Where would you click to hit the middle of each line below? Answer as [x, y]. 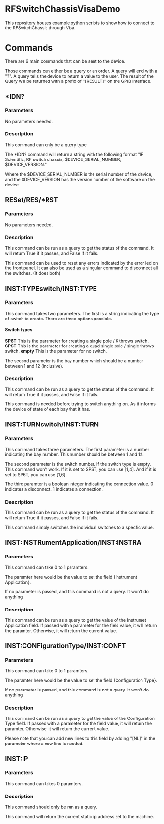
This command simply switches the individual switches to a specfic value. [80, 527]
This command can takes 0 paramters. [44, 783]
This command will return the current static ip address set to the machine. [80, 816]
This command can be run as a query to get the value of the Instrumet [76, 620]
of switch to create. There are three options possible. [59, 319]
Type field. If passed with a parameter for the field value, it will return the [79, 723]
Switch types [19, 330]
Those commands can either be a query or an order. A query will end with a [81, 71]
